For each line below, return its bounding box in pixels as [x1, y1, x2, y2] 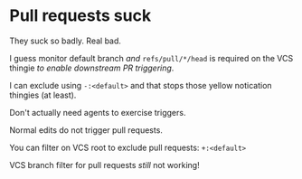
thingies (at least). [9, 89, 77, 100]
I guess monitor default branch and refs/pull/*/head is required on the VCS [9, 52, 294, 63]
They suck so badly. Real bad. [9, 35, 122, 46]
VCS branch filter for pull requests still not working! [9, 159, 201, 170]
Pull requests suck [9, 5, 152, 26]
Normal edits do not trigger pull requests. [9, 124, 163, 136]
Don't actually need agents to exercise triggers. [9, 107, 186, 118]
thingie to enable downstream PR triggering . [9, 62, 175, 73]
